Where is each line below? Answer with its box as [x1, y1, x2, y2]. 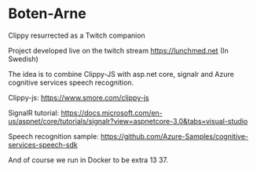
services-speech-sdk [8, 140, 78, 149]
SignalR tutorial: [8, 107, 60, 118]
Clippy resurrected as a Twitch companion [8, 31, 145, 40]
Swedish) [8, 54, 39, 64]
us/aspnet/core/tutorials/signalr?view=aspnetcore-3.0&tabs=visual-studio [8, 116, 248, 126]
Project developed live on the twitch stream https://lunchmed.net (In [8, 45, 229, 55]
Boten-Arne [8, 5, 86, 23]
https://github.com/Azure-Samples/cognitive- [101, 131, 249, 141]
